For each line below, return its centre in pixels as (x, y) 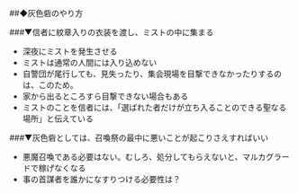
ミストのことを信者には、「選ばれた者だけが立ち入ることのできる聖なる (154, 107)
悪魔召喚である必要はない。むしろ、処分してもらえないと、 (132, 157)
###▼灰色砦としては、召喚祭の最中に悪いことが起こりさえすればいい (139, 138)
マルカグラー (266, 157)
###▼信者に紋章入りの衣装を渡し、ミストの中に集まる (112, 32)
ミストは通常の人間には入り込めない (90, 62)
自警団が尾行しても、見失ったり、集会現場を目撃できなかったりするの (152, 74)
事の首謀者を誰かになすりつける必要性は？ (101, 179)
